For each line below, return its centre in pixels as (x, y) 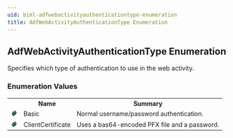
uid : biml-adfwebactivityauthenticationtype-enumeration (92, 15)
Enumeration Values (42, 86)
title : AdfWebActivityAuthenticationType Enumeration (88, 22)
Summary (148, 104)
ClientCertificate (47, 124)
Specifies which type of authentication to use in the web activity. (101, 68)
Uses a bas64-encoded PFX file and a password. (148, 124)
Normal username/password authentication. (140, 114)
